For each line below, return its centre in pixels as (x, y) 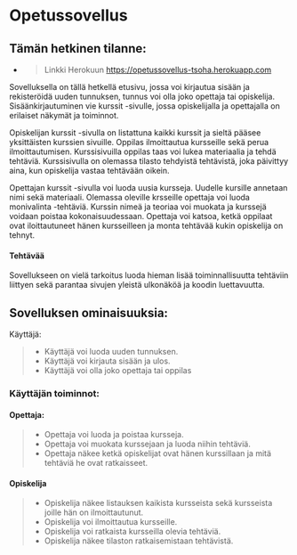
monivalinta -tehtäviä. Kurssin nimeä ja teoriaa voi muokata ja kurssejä (138, 207)
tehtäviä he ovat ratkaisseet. (96, 463)
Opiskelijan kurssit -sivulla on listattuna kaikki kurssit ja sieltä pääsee (135, 133)
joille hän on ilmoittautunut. (94, 512)
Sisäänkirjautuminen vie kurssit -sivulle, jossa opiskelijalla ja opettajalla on (144, 106)
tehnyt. (22, 235)
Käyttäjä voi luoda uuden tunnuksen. (111, 352)
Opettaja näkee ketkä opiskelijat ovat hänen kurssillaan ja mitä (158, 453)
